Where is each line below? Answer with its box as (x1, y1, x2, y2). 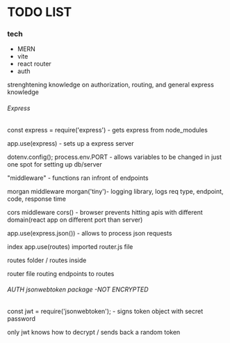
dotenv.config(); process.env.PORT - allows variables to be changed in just (7, 153, 222, 161)
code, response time (7, 195, 66, 203)
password (7, 314, 36, 323)
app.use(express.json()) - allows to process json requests (7, 229, 172, 237)
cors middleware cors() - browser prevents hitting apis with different (7, 208, 203, 216)
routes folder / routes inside (7, 256, 87, 264)
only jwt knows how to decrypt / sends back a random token (7, 328, 181, 336)
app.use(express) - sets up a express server (7, 139, 134, 147)
